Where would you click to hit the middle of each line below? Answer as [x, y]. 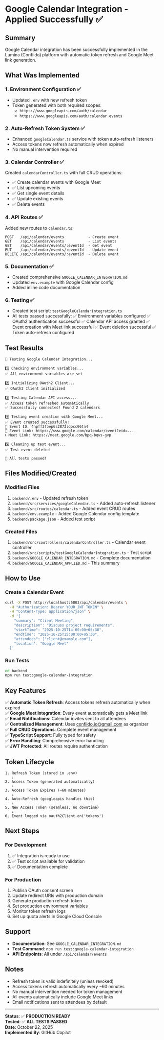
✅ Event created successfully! [37, 422]
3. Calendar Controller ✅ [35, 162]
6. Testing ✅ [20, 300]
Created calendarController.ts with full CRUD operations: [64, 173]
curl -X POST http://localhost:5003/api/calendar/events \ [66, 603]
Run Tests [17, 661]
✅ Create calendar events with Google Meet [56, 182]
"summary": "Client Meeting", [45, 621]
